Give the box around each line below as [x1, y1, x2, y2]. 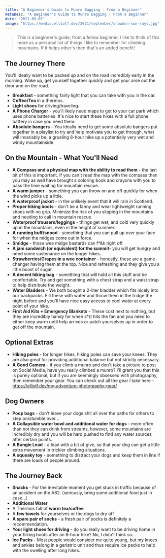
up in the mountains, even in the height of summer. [12, 224, 116, 230]
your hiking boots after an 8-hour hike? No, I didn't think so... [12, 532, 136, 538]
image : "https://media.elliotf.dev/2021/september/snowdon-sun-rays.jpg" [5, 21, 160, 26]
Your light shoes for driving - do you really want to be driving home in [12, 526, 156, 532]
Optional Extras [5, 338, 54, 347]
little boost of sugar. [12, 266, 53, 272]
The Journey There [5, 59, 66, 68]
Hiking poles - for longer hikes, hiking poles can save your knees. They [12, 351, 158, 357]
